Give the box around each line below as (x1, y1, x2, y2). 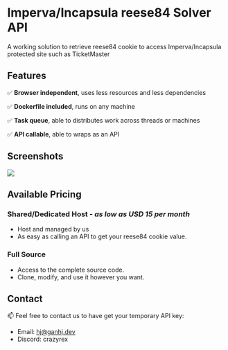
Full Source (7, 250, 46, 259)
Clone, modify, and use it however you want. (17, 272, 145, 281)
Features (7, 70, 46, 82)
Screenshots (7, 150, 64, 162)
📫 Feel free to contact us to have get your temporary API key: (7, 312, 184, 320)
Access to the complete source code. (17, 265, 125, 274)
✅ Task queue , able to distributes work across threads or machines (7, 116, 200, 124)
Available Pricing (7, 189, 82, 200)
